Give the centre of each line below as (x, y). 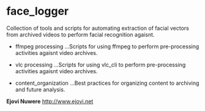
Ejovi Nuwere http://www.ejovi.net (50, 101)
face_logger (38, 11)
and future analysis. (40, 89)
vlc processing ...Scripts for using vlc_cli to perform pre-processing (100, 65)
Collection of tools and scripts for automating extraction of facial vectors (98, 28)
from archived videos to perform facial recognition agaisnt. (80, 34)
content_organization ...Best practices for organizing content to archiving (107, 83)
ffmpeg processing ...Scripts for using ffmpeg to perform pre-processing (107, 46)
